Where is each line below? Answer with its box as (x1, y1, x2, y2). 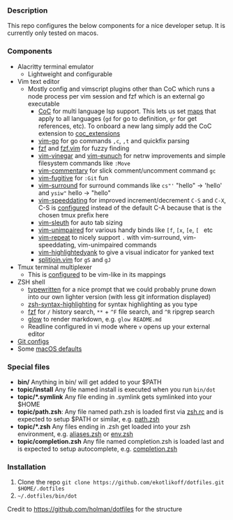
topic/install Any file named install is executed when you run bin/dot (17, 385, 216, 393)
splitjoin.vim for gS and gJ (38, 255, 112, 263)
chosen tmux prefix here (38, 210, 110, 219)
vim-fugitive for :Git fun (38, 173, 109, 182)
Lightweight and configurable (27, 69, 113, 78)
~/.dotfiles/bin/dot (17, 493, 77, 500)
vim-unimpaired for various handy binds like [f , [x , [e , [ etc (38, 226, 213, 234)
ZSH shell (17, 277, 45, 286)
